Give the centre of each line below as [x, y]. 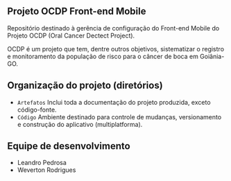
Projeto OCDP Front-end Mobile [77, 11]
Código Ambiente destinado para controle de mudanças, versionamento [119, 117]
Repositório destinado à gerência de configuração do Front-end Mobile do [113, 28]
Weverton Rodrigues [46, 170]
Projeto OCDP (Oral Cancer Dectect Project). [71, 35]
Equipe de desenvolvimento [69, 146]
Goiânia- [212, 56]
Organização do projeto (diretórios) [85, 86]
